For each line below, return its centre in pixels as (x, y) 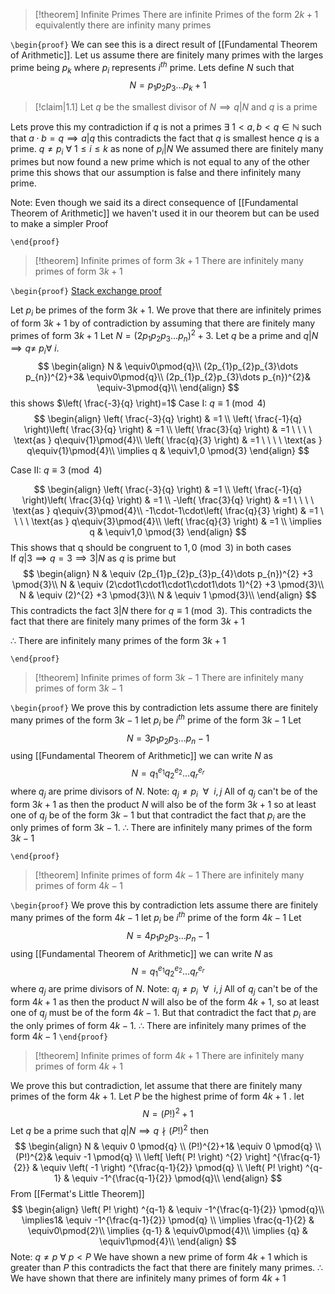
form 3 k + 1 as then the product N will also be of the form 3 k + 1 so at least (163, 804)
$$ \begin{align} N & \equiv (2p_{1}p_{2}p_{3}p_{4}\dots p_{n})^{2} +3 (168, 574)
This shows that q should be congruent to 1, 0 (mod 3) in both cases (151, 548)
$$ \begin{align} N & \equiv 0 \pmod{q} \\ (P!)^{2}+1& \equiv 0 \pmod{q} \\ (168, 1146)
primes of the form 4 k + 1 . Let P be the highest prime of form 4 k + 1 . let (157, 1096)
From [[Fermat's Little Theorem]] (77, 1193)
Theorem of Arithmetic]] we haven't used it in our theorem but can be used (165, 213)
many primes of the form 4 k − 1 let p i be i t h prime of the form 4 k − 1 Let (156, 918)
